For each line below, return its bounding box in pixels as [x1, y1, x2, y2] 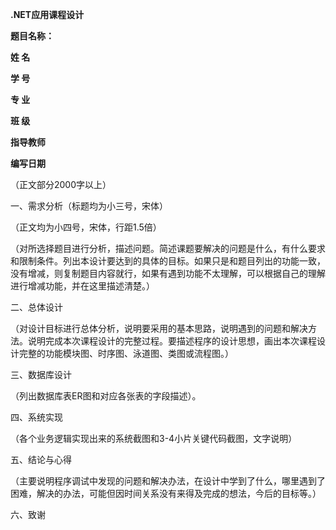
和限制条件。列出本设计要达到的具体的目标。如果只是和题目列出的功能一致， [10, 255, 326, 267]
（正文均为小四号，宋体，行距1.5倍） [10, 221, 162, 233]
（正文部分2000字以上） [10, 179, 112, 190]
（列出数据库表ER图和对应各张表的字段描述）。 [10, 390, 202, 402]
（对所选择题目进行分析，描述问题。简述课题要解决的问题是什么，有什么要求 [10, 243, 326, 254]
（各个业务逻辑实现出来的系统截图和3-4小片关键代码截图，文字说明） [10, 433, 298, 444]
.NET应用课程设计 [10, 9, 85, 20]
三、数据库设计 [10, 369, 72, 380]
